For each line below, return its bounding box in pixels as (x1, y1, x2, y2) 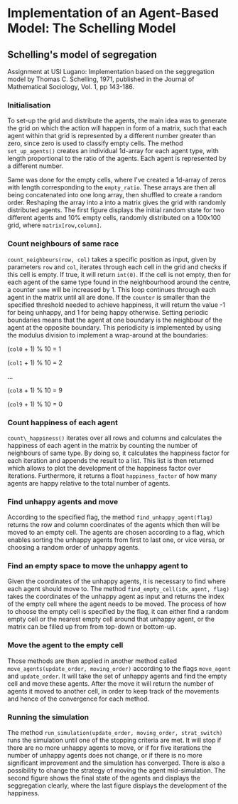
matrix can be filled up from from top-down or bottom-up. (7, 622, 177, 631)
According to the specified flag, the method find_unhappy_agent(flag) (7, 513, 213, 521)
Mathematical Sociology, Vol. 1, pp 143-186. (7, 83, 135, 90)
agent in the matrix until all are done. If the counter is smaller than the (7, 293, 211, 301)
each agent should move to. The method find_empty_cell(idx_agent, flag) (7, 585, 229, 593)
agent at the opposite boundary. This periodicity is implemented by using (7, 323, 222, 332)
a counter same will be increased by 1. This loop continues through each (7, 285, 217, 293)
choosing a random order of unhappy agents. (7, 543, 141, 552)
